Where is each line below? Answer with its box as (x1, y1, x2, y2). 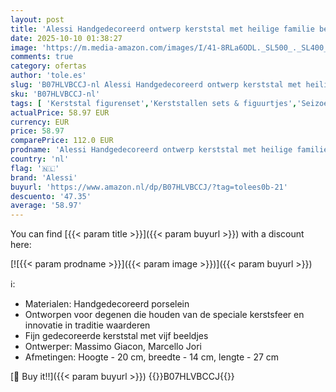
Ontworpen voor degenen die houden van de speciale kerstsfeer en (24, 309, 305, 321)
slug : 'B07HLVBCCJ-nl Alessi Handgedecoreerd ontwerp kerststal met (10, 80, 302, 90)
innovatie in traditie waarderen (24, 319, 151, 331)
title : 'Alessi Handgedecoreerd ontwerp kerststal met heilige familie (10, 24, 315, 34)
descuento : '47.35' (10, 191, 92, 201)
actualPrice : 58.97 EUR (10, 107, 110, 118)
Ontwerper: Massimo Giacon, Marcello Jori (24, 341, 202, 353)
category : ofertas (10, 61, 87, 71)
